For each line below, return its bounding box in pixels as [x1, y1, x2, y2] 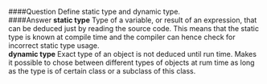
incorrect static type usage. [8, 41, 100, 50]
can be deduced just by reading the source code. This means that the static [8, 24, 260, 33]
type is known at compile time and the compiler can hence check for [8, 32, 236, 42]
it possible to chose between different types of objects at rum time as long [8, 58, 255, 67]
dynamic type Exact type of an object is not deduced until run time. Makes [8, 50, 257, 58]
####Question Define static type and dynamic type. [8, 7, 181, 16]
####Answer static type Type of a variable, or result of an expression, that [8, 15, 257, 25]
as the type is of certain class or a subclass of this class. [8, 66, 196, 75]
